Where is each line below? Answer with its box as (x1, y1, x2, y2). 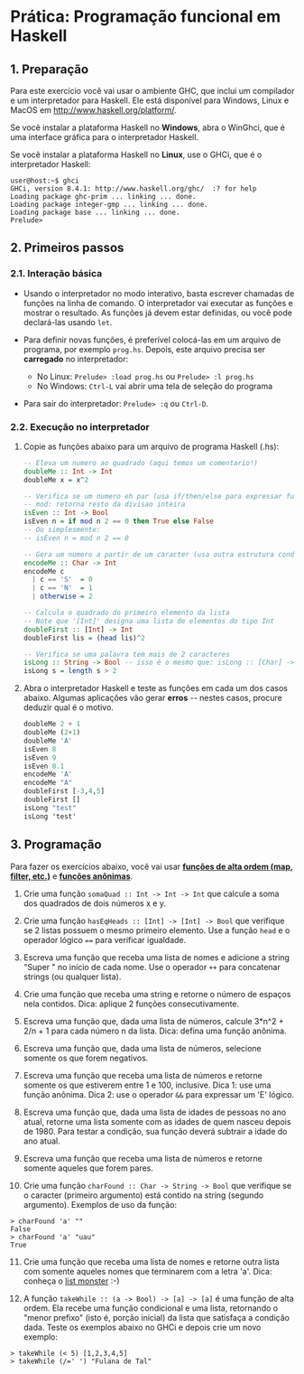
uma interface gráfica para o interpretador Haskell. (10, 132, 199, 142)
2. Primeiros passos (10, 240, 124, 256)
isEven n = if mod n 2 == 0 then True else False (23, 517, 215, 526)
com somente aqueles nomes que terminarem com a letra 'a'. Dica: (23, 1266, 273, 1276)
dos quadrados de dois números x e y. (23, 897, 166, 909)
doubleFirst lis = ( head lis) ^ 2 (23, 633, 145, 642)
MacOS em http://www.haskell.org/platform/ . (10, 105, 177, 115)
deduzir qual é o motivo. (23, 702, 114, 713)
